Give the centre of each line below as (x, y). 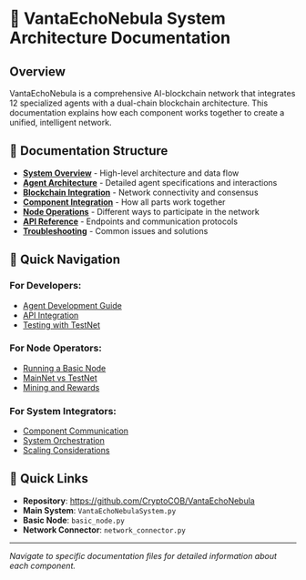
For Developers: (46, 286)
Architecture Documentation (120, 38)
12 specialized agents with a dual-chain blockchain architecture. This (139, 103)
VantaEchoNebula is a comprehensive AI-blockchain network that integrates (153, 93)
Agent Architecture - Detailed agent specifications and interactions (150, 182)
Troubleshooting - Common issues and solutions (115, 230)
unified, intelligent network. (61, 122)
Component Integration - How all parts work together (124, 202)
